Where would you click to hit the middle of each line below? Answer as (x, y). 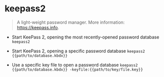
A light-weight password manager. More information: (71, 22)
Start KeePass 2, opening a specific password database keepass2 (78, 51)
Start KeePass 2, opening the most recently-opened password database (85, 37)
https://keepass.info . (38, 27)
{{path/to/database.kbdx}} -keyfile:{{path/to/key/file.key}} (77, 70)
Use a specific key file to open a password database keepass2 (75, 65)
